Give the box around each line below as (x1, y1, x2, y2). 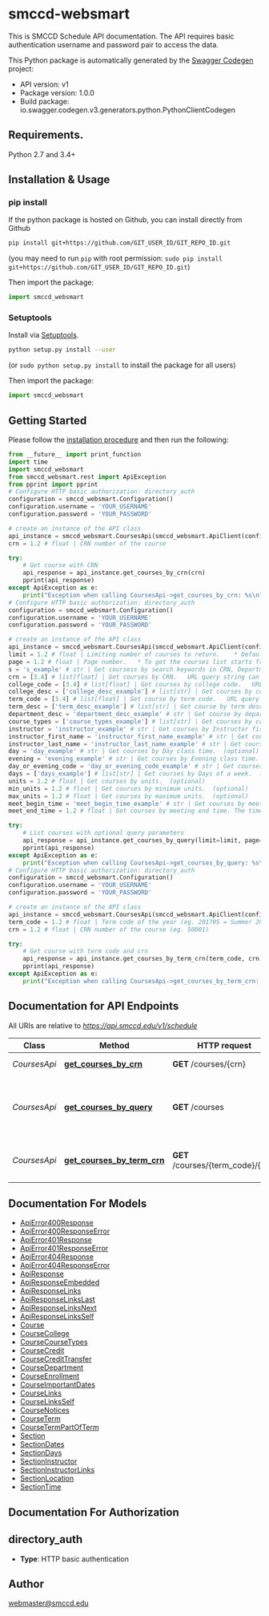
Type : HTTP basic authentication (19, 1553, 130, 1564)
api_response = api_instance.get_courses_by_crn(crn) (22, 569, 206, 577)
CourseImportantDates (19, 1380, 96, 1390)
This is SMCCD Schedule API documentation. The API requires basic (8, 31, 235, 41)
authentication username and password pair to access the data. (8, 39, 219, 49)
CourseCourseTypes (19, 1337, 88, 1347)
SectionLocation (19, 1473, 74, 1484)
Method (98, 1039, 130, 1051)
